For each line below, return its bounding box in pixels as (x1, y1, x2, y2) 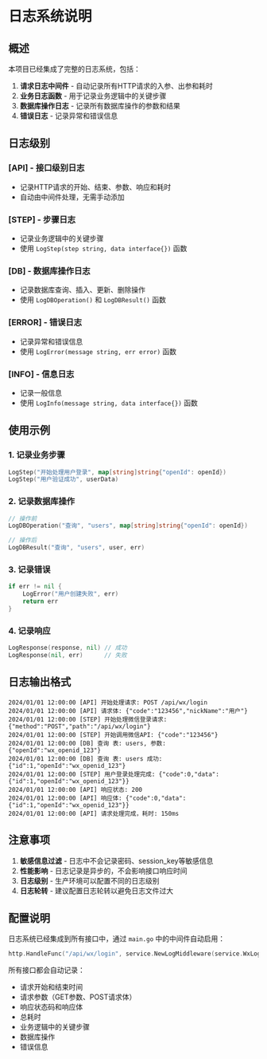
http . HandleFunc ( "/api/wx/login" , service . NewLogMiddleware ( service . (8, 950, 244, 958)
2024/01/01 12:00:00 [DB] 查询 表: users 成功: (8, 754, 163, 762)
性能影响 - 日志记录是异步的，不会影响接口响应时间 (19, 866, 188, 876)
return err (22, 597, 59, 606)
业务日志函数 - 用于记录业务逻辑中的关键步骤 (19, 91, 167, 100)
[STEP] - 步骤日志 (8, 214, 76, 225)
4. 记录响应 (8, 625, 51, 636)
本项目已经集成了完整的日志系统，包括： (8, 65, 141, 73)
